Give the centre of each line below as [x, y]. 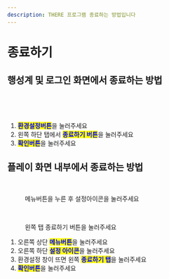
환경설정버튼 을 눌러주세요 [52, 125]
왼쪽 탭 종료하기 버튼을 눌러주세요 [71, 227]
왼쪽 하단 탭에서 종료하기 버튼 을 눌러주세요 [75, 134]
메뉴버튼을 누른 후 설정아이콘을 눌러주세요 [82, 199]
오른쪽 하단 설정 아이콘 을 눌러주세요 [66, 251]
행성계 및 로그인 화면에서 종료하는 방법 [85, 80]
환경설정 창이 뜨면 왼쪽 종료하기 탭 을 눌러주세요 [82, 259]
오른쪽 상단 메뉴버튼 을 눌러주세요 [62, 242]
